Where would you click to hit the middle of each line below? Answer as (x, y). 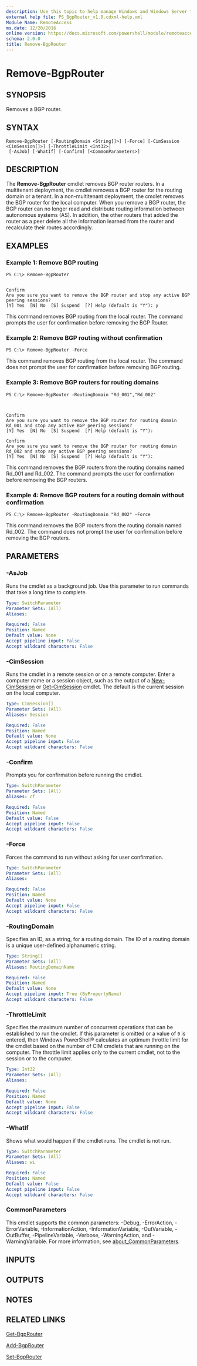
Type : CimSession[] (30, 704)
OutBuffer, (18, 1235)
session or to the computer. (39, 1059)
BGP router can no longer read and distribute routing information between (95, 209)
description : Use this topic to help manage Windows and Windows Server (97, 11)
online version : (26, 34)
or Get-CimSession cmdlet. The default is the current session (110, 687)
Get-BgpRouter (24, 1334)
